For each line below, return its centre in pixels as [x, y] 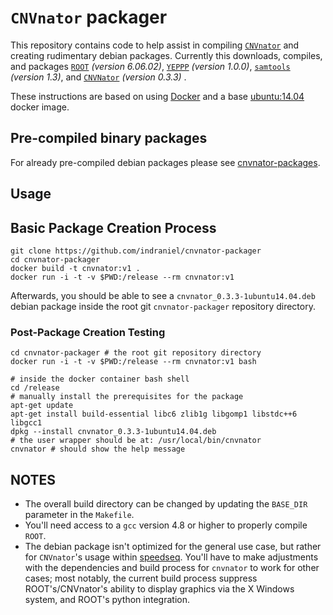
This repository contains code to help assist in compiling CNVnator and [155, 45]
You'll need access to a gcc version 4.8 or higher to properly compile [166, 525]
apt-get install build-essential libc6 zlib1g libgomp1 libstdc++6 [154, 414]
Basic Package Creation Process [113, 227]
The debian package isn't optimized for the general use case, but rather [173, 547]
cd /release [35, 388]
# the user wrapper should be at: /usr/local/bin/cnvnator [136, 441]
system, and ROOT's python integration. [107, 600]
